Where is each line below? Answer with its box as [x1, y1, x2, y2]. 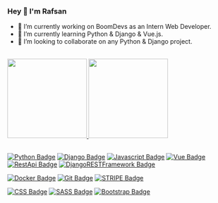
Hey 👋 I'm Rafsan [7, 6, 67, 16]
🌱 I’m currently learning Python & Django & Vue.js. [17, 30, 164, 38]
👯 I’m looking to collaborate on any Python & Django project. [17, 37, 193, 46]
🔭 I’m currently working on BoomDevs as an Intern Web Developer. [17, 23, 212, 31]
